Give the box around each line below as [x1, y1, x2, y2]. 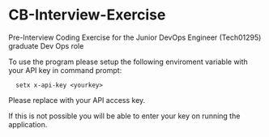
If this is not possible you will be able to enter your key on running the [8, 111, 241, 121]
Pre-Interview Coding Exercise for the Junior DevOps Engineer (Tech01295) [8, 32, 262, 42]
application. [8, 119, 48, 129]
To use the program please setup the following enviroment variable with [8, 57, 249, 66]
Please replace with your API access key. [8, 95, 146, 105]
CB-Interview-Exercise [8, 6, 166, 24]
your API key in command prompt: [8, 65, 122, 75]
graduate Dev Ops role [8, 41, 84, 50]
